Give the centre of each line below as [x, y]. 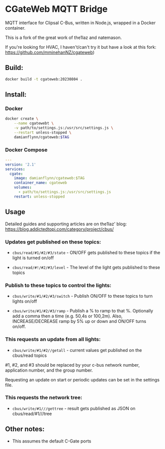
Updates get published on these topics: [53, 242]
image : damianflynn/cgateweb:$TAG [49, 178]
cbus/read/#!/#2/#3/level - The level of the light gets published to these [86, 267]
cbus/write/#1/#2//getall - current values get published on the [77, 350]
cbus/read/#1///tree [32, 414]
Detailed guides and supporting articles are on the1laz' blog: [66, 224]
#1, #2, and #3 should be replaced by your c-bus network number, [72, 365]
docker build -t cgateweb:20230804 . [44, 79]
